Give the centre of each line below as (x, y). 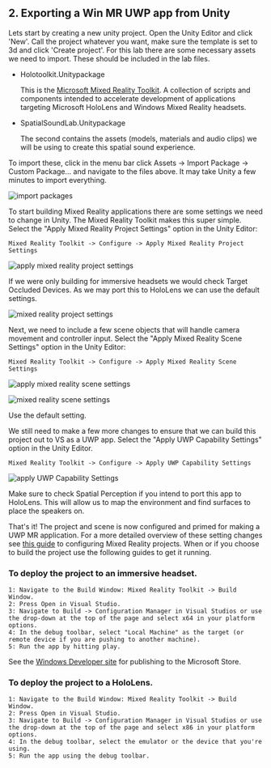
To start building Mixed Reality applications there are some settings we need (135, 211)
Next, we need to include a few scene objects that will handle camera (124, 329)
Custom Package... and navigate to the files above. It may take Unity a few (132, 171)
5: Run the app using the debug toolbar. (79, 756)
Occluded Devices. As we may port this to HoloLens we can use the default (134, 290)
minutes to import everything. (57, 180)
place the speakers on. (47, 511)
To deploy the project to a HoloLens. (81, 683)
